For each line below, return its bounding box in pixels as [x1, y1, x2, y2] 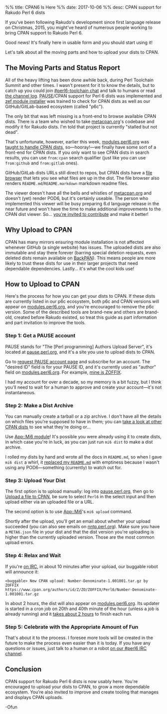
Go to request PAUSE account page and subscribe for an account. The [5, 358, 151, 364]
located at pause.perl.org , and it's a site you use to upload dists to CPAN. [5, 349, 156, 355]
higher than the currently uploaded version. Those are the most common [5, 534, 155, 540]
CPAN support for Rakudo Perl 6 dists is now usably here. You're [5, 678, 138, 684]
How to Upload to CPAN [5, 280, 80, 289]
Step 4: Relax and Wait [5, 552, 61, 559]
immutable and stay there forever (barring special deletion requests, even [5, 249, 156, 255]
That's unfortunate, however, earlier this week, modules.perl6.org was [5, 138, 150, 144]
